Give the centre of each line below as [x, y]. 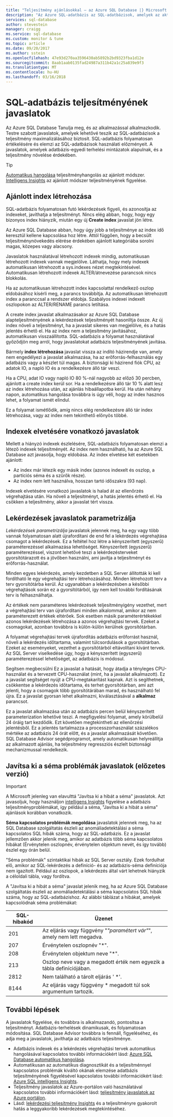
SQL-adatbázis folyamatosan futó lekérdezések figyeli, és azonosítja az [81, 209]
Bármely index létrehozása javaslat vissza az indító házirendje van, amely [84, 352]
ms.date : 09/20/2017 [28, 48]
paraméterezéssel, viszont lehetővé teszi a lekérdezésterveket [72, 552]
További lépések [33, 1010]
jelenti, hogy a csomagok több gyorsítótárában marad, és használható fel [83, 691]
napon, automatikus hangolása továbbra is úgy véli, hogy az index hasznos [85, 394]
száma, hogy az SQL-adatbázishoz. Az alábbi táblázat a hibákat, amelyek [83, 897]
